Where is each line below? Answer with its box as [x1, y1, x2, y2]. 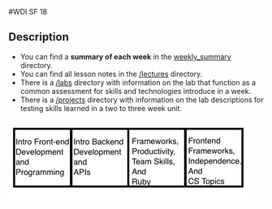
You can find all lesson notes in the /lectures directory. [19, 69, 203, 79]
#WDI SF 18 [8, 7, 48, 16]
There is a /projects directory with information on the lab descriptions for [19, 95, 264, 104]
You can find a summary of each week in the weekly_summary [19, 52, 231, 62]
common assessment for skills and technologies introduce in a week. [19, 86, 252, 96]
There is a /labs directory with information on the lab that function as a [19, 77, 257, 87]
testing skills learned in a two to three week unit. [19, 103, 183, 113]
